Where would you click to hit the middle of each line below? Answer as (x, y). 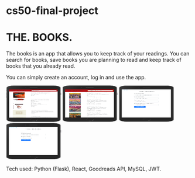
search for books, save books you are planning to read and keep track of (94, 60)
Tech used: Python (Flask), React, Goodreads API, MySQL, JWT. (84, 169)
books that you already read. (41, 66)
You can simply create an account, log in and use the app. (76, 78)
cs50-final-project (52, 11)
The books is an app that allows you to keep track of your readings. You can (98, 54)
